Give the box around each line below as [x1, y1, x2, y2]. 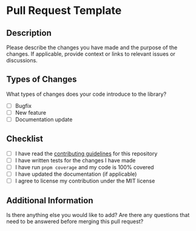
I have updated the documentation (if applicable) [15, 170, 137, 178]
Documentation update [15, 116, 73, 123]
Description [6, 28, 52, 38]
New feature [15, 109, 47, 116]
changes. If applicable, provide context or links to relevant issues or [6, 50, 176, 58]
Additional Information [6, 195, 93, 206]
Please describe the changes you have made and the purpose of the [6, 44, 178, 51]
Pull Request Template [6, 4, 122, 18]
